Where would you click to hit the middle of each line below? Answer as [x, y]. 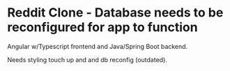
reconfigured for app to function [102, 27]
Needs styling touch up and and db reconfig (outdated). [87, 59]
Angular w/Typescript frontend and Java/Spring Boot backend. [98, 46]
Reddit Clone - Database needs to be [115, 13]
